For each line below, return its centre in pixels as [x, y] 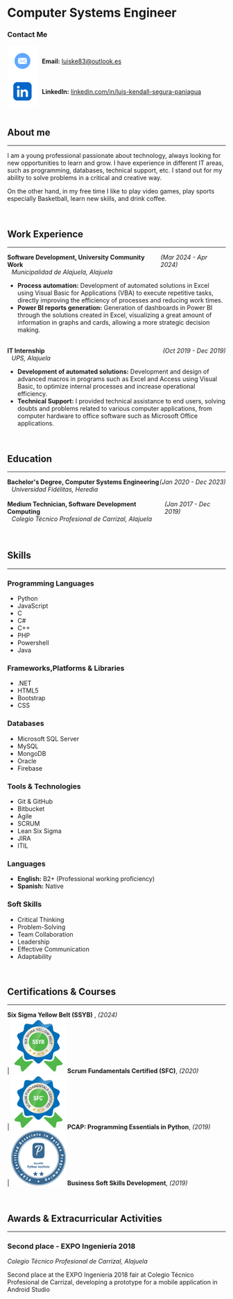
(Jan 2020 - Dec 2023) [192, 482]
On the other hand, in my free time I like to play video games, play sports [111, 191]
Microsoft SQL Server [48, 739]
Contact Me [27, 35]
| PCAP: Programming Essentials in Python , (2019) [109, 1127]
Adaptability [34, 956]
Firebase [30, 768]
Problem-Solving [41, 927]
